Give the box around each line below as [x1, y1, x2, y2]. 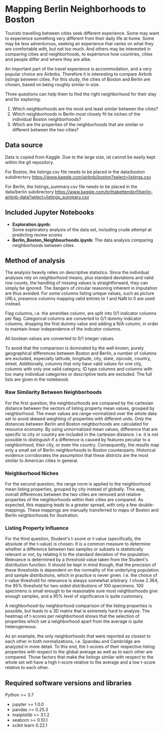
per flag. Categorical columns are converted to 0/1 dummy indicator [5, 316, 142, 322]
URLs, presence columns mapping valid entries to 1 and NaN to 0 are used [5, 296, 155, 302]
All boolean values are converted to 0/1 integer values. [5, 335, 115, 341]
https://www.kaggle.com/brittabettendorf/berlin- [54, 188, 153, 195]
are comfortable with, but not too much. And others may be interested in [5, 46, 151, 52]
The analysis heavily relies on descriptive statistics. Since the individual [5, 270, 149, 275]
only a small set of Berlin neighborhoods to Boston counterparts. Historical [5, 447, 156, 453]
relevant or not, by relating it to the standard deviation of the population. [5, 551, 150, 557]
